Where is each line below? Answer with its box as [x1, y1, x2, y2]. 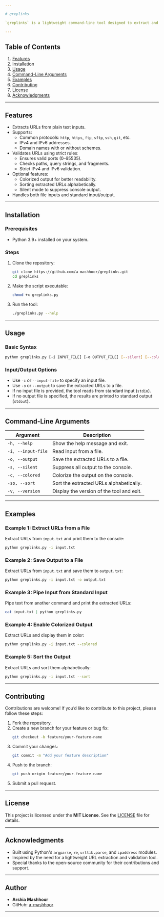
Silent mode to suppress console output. [19, 187, 101, 193]
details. [5, 817, 20, 823]
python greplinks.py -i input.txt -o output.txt [5, 577, 106, 582]
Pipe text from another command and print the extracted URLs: [5, 600, 132, 606]
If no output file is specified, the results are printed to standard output [12, 393, 153, 399]
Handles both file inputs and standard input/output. [12, 192, 115, 198]
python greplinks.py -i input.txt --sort [5, 674, 91, 679]
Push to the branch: [12, 762, 52, 768]
